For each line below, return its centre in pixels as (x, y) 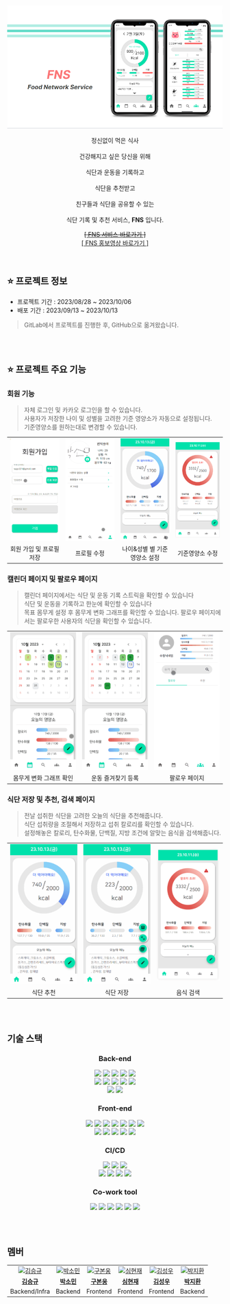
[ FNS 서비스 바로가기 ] (115, 234)
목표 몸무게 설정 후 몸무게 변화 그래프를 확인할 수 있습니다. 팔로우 (110, 612)
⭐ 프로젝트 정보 (37, 281)
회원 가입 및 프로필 (35, 549)
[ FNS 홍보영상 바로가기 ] (115, 243)
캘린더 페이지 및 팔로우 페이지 (52, 579)
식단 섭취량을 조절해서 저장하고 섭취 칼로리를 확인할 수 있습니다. (108, 824)
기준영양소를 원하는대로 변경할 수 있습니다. (81, 427)
